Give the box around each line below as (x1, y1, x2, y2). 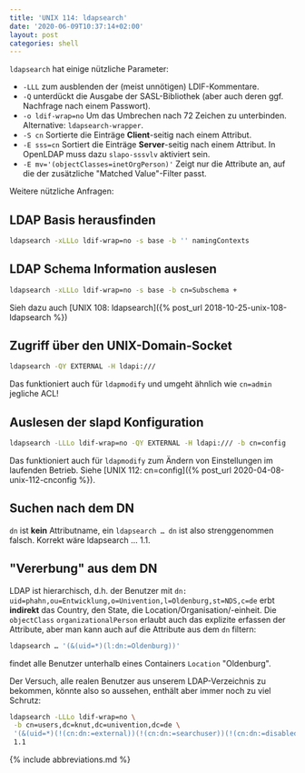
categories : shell (9, 38, 79, 48)
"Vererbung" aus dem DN (9, 561, 158, 577)
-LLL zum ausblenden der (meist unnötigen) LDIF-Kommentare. (22, 81, 260, 92)
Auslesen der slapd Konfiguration (9, 415, 204, 430)
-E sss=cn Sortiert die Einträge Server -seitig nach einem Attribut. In (22, 139, 276, 150)
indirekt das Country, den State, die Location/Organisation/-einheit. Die (9, 604, 277, 615)
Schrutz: (9, 695, 42, 706)
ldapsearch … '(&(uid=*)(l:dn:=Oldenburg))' (9, 641, 181, 650)
